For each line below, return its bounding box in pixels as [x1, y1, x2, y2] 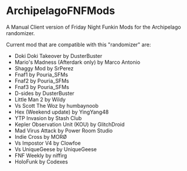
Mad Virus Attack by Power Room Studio [14, 127, 113, 134]
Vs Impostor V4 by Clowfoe [14, 139, 81, 146]
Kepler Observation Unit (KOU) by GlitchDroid [14, 121, 125, 128]
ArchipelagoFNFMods [6, 4, 115, 18]
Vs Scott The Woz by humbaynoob [14, 102, 98, 109]
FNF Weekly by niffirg [14, 152, 67, 159]
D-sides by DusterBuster [14, 90, 74, 97]
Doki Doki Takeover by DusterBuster [14, 52, 103, 59]
